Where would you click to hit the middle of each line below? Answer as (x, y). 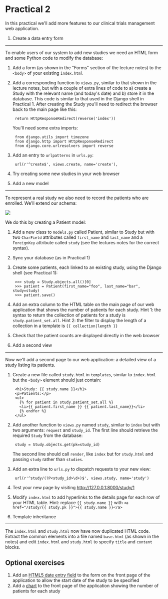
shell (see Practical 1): (35, 272)
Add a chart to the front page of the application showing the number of (85, 585)
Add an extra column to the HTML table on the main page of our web (83, 304)
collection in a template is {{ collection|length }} (65, 326)
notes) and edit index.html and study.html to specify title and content (79, 542)
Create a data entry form (38, 38)
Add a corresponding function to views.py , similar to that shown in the (84, 83)
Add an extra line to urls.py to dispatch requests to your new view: (81, 469)
